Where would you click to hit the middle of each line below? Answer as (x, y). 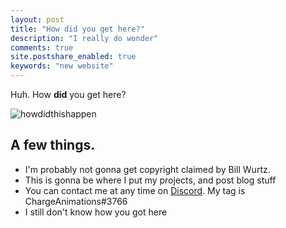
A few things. (53, 145)
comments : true (42, 47)
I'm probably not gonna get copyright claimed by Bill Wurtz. (147, 169)
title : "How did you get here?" (77, 29)
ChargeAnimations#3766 (76, 201)
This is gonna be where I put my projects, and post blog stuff (150, 180)
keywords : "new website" (62, 66)
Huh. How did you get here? (68, 94)
